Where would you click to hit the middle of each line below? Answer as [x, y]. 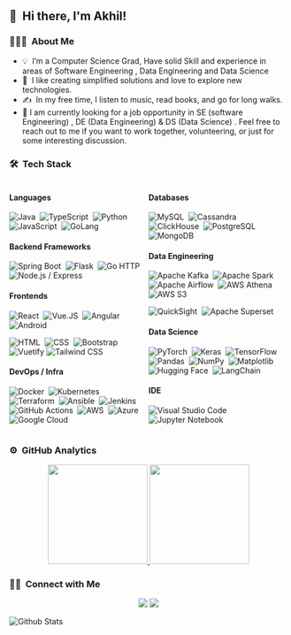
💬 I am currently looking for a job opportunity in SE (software [132, 112]
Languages [30, 197]
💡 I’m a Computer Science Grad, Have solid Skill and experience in [144, 61]
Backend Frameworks [50, 246]
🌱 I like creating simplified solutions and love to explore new [132, 80]
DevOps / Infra [36, 371]
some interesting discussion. [74, 140]
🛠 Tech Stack [41, 164]
